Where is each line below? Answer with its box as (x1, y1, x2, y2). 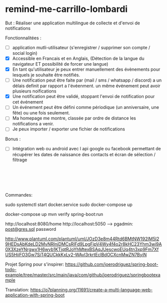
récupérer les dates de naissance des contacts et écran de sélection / (12, 151, 156, 157)
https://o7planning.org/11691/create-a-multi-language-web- (30, 287, 153, 293)
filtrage (12, 157, 27, 163)
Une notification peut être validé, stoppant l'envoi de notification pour (12, 94, 155, 100)
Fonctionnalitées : (5, 35, 42, 41)
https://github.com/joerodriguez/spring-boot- (65, 261, 159, 267)
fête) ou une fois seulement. (12, 110, 71, 116)
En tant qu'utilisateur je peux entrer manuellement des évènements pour (12, 66, 161, 73)
